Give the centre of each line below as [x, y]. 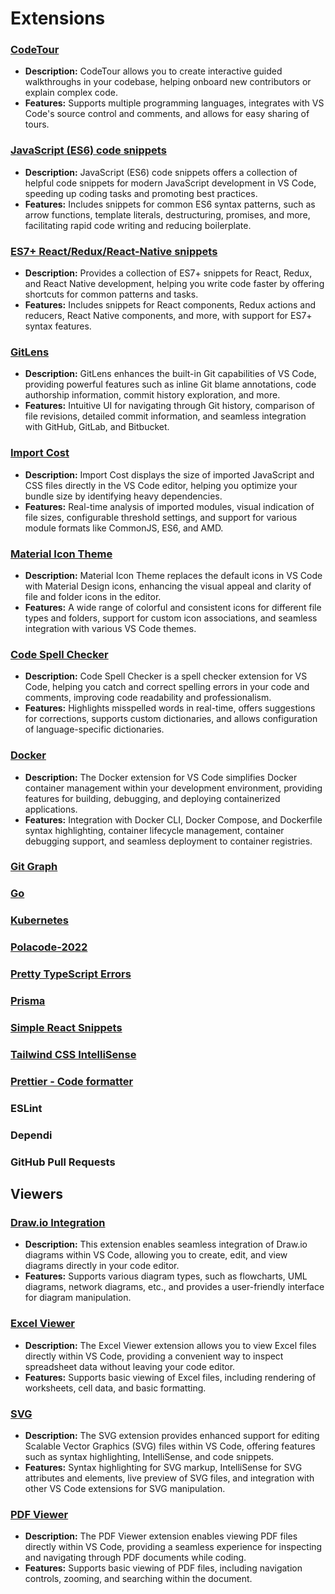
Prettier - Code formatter [72, 1081]
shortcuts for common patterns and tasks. [111, 294]
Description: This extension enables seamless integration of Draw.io [166, 1244]
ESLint [26, 1108]
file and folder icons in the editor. [93, 596]
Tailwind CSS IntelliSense [73, 1054]
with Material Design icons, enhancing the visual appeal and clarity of [168, 586]
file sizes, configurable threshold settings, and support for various [161, 517]
